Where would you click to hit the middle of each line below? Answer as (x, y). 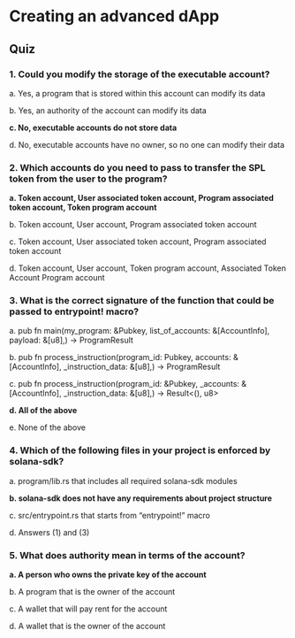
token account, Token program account (83, 208)
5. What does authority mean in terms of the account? (127, 555)
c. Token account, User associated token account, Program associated (138, 242)
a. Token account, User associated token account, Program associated (141, 198)
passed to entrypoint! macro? (74, 311)
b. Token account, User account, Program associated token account (133, 225)
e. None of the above (48, 427)
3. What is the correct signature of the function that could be (142, 301)
